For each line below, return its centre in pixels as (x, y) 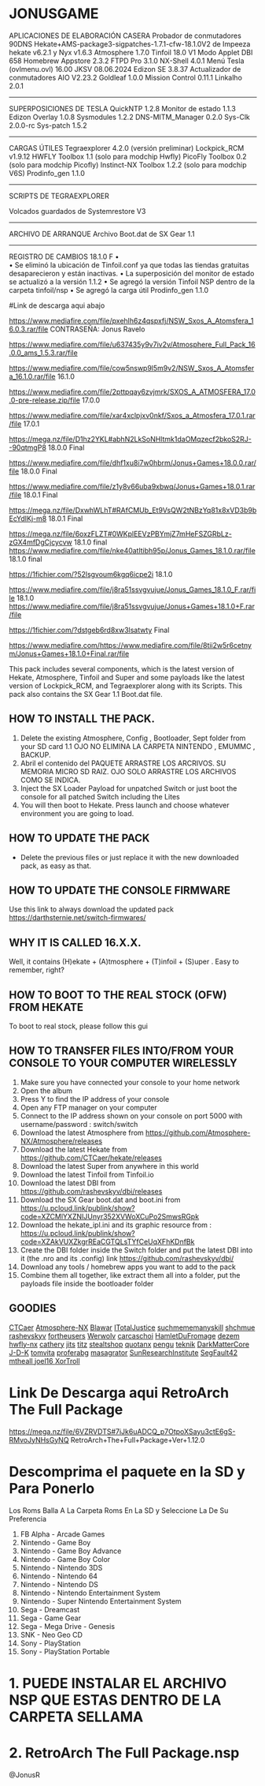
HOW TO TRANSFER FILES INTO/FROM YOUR (121, 1051)
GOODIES (33, 1308)
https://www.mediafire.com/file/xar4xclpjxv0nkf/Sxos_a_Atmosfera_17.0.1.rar (132, 415)
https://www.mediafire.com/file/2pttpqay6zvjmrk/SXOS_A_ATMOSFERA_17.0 (132, 391)
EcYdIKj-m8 (28, 519)
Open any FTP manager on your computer (89, 1107)
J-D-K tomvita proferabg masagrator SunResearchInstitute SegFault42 (123, 1352)
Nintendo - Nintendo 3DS (61, 1567)
